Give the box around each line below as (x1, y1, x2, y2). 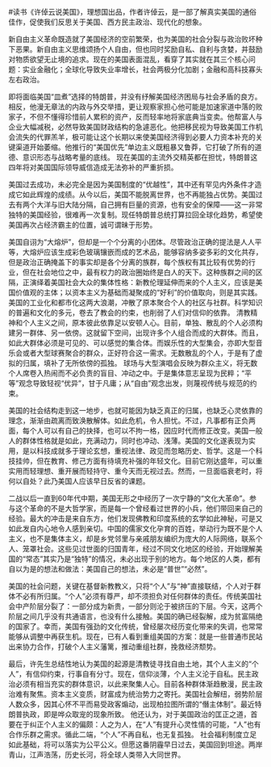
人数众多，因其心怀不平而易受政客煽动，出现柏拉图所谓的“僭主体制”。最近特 (8, 699, 262, 709)
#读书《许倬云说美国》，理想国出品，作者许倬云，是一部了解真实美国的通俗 (8, 7, 256, 16)
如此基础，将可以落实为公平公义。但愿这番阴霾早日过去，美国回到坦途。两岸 (8, 740, 263, 749)
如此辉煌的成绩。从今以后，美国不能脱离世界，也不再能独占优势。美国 (22, 190, 256, 199)
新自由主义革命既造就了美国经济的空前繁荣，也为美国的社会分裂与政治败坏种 (8, 35, 263, 44)
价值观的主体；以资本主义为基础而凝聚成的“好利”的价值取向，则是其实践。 (15, 287, 262, 297)
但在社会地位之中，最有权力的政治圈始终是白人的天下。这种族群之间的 (22, 267, 256, 277)
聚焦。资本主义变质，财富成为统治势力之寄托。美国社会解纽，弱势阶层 (29, 689, 263, 698)
